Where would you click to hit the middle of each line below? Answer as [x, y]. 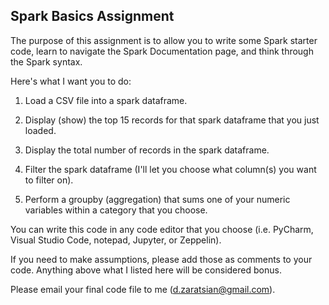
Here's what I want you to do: [71, 81]
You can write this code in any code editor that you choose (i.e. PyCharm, [162, 229]
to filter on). [49, 180]
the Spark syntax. [46, 61]
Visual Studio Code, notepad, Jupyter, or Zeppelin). [116, 240]
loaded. [40, 130]
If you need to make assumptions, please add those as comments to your [161, 259]
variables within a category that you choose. [116, 210]
